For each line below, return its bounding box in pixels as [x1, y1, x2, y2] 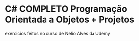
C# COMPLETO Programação [5, 3, 127, 15]
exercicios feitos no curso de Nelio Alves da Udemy [5, 30, 110, 36]
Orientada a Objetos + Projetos [5, 14, 135, 25]
